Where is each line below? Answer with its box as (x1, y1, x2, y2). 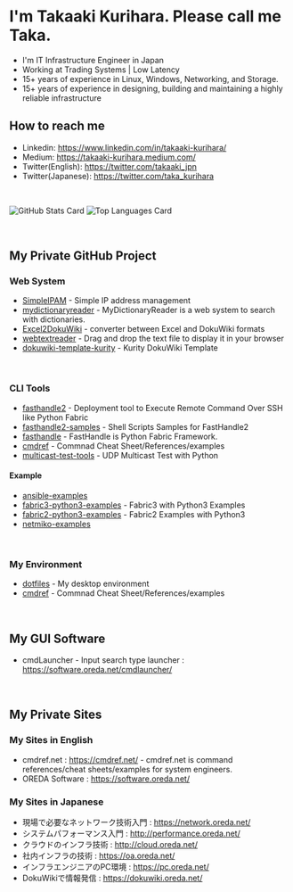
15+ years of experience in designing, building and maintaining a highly (21, 83, 283, 94)
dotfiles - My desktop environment (21, 578, 150, 590)
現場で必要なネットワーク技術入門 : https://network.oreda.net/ (21, 817, 251, 828)
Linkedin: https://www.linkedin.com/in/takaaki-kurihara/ (21, 142, 227, 153)
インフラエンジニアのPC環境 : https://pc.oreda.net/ (21, 862, 209, 872)
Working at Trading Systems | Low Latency (21, 64, 180, 75)
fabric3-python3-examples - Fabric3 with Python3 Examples (21, 500, 246, 510)
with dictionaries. (21, 314, 86, 325)
